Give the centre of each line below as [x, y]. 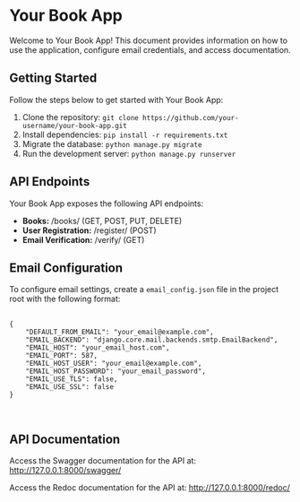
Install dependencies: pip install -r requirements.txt [125, 134]
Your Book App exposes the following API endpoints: [107, 203]
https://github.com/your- [190, 117]
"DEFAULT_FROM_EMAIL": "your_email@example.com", [120, 333]
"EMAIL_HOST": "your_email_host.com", [98, 348]
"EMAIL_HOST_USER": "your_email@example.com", [114, 364]
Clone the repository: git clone [80, 117]
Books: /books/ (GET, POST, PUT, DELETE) [102, 221]
